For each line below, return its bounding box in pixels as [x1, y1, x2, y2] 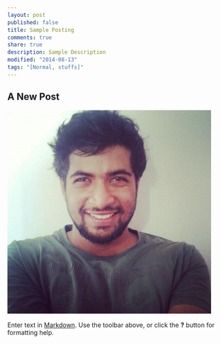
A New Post [7, 91, 60, 103]
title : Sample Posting [7, 26, 74, 33]
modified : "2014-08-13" [7, 57, 78, 64]
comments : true [7, 34, 52, 41]
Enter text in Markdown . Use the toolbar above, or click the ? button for [7, 321, 215, 329]
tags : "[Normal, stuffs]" [7, 64, 84, 71]
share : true [7, 41, 42, 49]
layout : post [7, 11, 46, 18]
